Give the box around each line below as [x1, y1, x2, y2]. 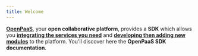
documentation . [6, 44, 46, 51]
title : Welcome [6, 8, 44, 15]
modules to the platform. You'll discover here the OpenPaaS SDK [6, 38, 166, 45]
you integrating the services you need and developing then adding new [6, 31, 186, 39]
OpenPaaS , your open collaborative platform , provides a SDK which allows [6, 25, 192, 32]
